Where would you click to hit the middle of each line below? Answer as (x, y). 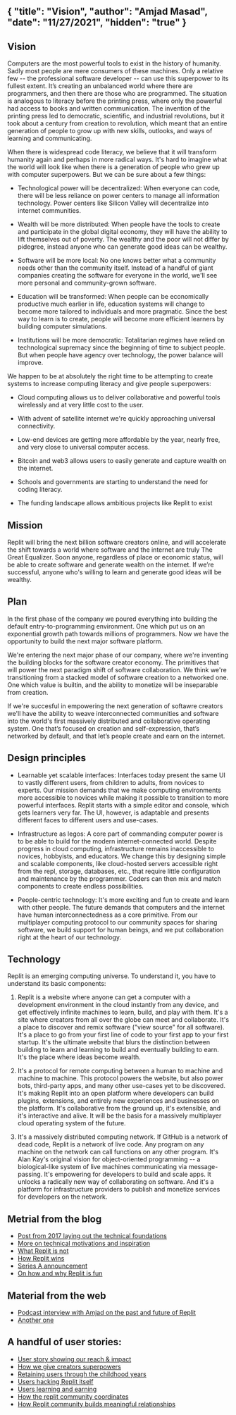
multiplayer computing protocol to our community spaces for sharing (117, 922)
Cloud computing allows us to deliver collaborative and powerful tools (119, 397)
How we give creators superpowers (69, 1366)
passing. (30, 1174)
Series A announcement (52, 1266)
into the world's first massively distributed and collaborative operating (109, 721)
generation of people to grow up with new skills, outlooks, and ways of (110, 131)
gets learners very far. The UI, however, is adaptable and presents (113, 812)
